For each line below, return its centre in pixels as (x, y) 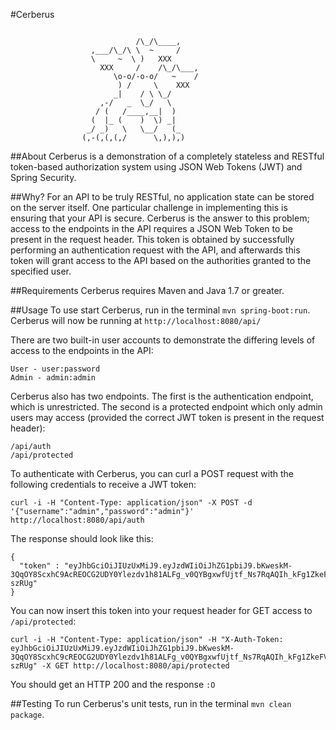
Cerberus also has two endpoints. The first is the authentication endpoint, (162, 396)
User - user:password (55, 369)
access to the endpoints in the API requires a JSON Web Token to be (152, 228)
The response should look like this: (82, 538)
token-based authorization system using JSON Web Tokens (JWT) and (156, 167)
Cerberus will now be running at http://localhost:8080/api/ (136, 320)
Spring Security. (43, 177)
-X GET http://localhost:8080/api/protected (135, 666)
